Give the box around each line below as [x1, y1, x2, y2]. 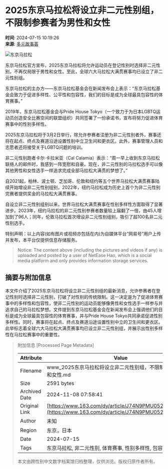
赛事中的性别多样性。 [5, 121, 49, 127]
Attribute [19, 354, 42, 361]
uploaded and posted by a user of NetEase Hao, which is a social [17, 252, 152, 258]
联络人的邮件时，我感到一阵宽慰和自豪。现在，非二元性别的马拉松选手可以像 [5, 161, 163, 167]
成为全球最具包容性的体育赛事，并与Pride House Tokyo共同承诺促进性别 [13, 313, 162, 319]
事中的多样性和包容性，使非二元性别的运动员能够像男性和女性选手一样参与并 [5, 300, 163, 306]
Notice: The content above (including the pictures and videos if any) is [17, 247, 162, 253]
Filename [19, 367, 42, 374]
